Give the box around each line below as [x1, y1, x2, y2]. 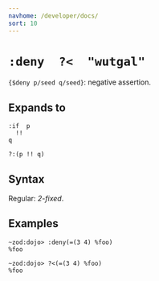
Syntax [8, 172, 45, 186]
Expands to [8, 101, 66, 114]
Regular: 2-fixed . [8, 194, 64, 204]
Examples [8, 217, 59, 230]
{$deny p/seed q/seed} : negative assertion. [8, 77, 151, 87]
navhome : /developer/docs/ [8, 11, 99, 20]
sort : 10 [8, 19, 38, 27]
